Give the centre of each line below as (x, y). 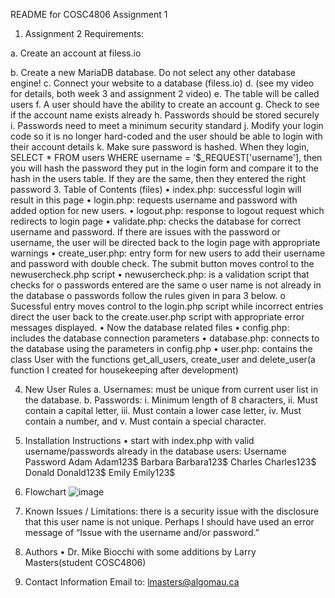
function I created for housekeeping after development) (124, 370)
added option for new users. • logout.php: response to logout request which (167, 210)
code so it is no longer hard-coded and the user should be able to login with (166, 136)
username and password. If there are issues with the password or (145, 232)
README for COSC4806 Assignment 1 (89, 14)
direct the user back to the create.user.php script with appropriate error (157, 317)
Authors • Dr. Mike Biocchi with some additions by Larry (140, 552)
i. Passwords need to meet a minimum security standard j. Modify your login (167, 125)
